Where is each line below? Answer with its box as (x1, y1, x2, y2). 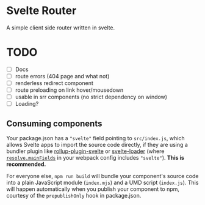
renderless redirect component (15, 80, 93, 86)
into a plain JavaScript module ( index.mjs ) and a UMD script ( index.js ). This (6, 179, 199, 187)
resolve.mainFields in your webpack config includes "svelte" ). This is (6, 154, 185, 162)
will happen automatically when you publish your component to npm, (6, 185, 180, 193)
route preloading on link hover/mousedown (15, 86, 124, 94)
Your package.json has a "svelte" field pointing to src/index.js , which (6, 135, 185, 142)
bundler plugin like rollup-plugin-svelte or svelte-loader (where (6, 147, 165, 155)
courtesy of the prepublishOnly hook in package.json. (6, 192, 142, 199)
